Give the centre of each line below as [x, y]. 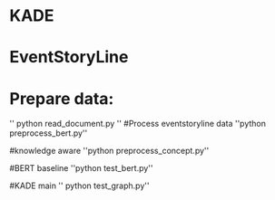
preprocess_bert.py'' [49, 133]
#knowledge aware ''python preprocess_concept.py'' [109, 151]
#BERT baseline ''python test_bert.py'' [81, 168]
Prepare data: [62, 98]
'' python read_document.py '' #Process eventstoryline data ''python [137, 124]
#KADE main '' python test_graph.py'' [79, 186]
